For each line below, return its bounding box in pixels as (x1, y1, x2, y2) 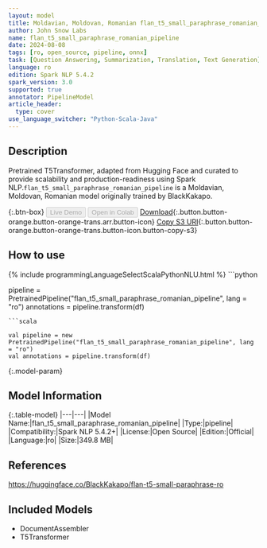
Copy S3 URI (156, 216, 199, 227)
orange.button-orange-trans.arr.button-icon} (8, 216, 155, 227)
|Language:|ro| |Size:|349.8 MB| (8, 435, 114, 445)
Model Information (8, 389, 103, 402)
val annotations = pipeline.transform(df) (8, 352, 151, 360)
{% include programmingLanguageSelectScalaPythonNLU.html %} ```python (8, 270, 258, 279)
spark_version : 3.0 (8, 78, 73, 86)
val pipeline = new (8, 331, 73, 339)
